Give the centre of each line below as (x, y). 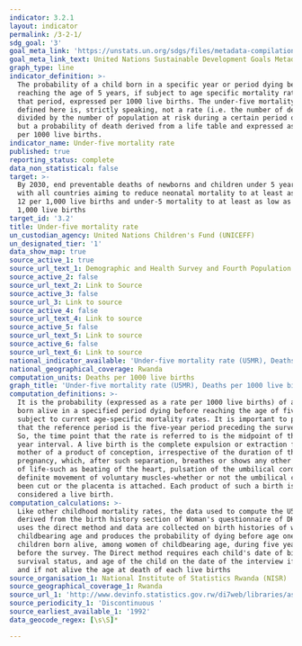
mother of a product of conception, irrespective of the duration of (150, 453)
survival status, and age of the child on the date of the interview (150, 561)
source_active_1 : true (52, 260)
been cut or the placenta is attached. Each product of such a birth (150, 486)
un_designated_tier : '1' (56, 244)
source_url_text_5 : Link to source (76, 336)
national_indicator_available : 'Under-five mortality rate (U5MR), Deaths (152, 361)
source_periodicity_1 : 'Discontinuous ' (86, 604)
